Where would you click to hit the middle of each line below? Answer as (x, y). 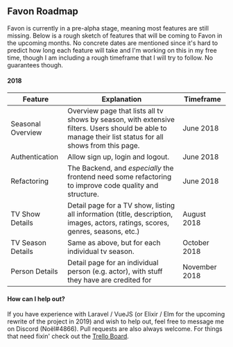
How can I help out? (36, 298)
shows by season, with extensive (121, 119)
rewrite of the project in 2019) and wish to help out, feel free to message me (115, 321)
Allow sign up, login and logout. (119, 157)
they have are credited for (110, 280)
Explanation (122, 99)
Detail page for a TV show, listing (121, 205)
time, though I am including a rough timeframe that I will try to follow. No (110, 58)
